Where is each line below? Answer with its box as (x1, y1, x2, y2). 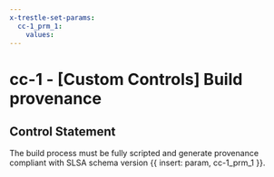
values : (25, 30, 54, 39)
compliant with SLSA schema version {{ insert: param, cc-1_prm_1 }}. (9, 157, 266, 168)
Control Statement (9, 124, 116, 139)
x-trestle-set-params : (9, 13, 95, 23)
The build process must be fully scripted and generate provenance (9, 148, 259, 159)
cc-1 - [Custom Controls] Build (9, 69, 243, 89)
